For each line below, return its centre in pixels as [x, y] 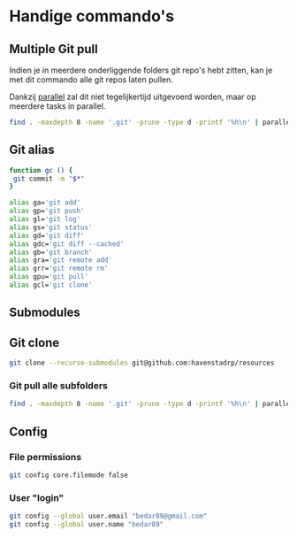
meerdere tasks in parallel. [57, 106]
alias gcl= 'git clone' [51, 285]
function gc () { [41, 170]
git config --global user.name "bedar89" [87, 524]
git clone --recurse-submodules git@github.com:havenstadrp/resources [142, 363]
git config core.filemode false [69, 475]
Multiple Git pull [54, 49]
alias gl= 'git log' [45, 219]
